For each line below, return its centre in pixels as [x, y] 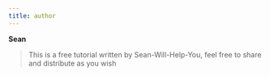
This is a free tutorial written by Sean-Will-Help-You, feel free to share [145, 54]
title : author [32, 16]
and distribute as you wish [72, 63]
